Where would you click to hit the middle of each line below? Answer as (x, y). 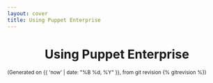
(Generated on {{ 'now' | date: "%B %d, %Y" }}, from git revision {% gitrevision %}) (107, 73)
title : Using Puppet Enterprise (54, 20)
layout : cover (28, 13)
